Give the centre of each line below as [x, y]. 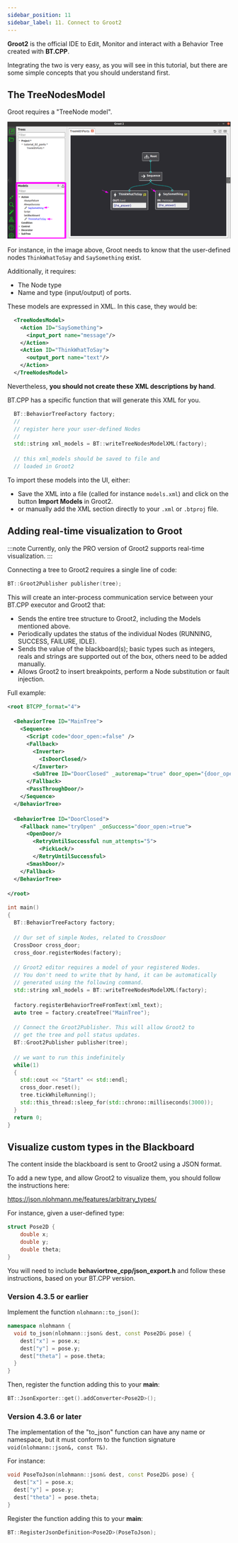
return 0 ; [28, 1117]
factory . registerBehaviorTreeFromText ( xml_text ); [88, 1005]
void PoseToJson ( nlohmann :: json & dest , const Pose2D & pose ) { [101, 1475]
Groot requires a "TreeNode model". [60, 112]
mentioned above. [44, 626]
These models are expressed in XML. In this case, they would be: [102, 306]
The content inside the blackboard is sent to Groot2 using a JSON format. [114, 1164]
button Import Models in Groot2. [65, 501]
